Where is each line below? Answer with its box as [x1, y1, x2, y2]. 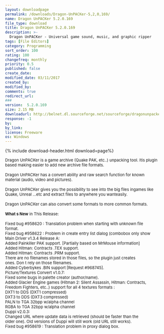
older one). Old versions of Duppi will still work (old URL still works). [5, 319, 132, 324]
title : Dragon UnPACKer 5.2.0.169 [5, 25, 76, 30]
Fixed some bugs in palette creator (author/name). [5, 275, 99, 280]
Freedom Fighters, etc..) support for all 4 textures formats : [5, 285, 115, 290]
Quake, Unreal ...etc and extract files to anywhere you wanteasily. [5, 192, 128, 197]
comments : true [5, 89, 36, 94]
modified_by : [5, 84, 32, 89]
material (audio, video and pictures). [5, 177, 73, 182]
